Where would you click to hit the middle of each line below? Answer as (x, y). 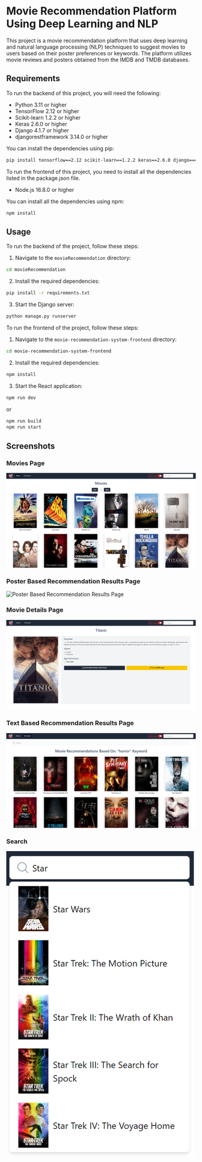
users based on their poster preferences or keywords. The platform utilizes (99, 53)
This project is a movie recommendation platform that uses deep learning (97, 40)
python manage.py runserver (41, 316)
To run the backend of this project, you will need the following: (84, 93)
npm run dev (21, 398)
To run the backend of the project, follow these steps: (73, 246)
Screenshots (31, 446)
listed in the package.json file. (43, 178)
